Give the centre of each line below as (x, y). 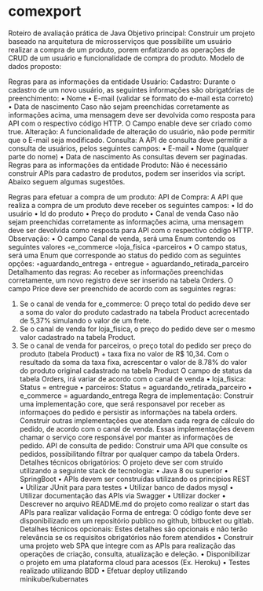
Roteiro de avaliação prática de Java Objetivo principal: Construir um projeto (131, 33)
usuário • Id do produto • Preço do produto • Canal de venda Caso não (124, 213)
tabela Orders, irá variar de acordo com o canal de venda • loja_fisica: (133, 378)
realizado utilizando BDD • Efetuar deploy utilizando (103, 571)
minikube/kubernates (54, 578)
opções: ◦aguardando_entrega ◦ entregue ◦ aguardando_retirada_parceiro (129, 263)
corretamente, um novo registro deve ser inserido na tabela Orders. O (121, 280)
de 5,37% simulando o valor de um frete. (85, 320)
